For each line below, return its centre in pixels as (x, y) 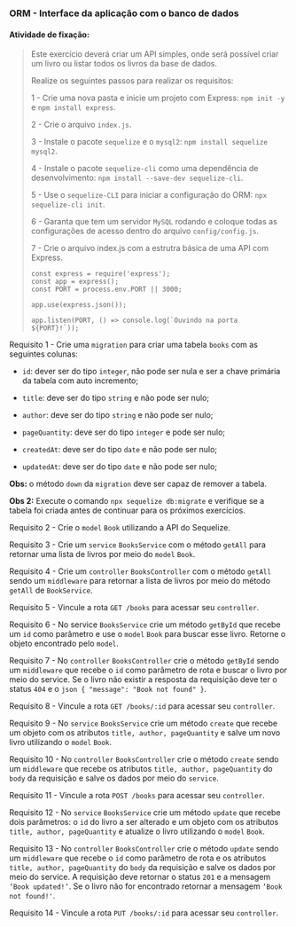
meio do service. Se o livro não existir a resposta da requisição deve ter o (143, 680)
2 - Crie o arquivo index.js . (81, 125)
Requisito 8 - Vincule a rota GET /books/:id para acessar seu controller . (142, 706)
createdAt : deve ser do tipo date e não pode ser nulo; (120, 450)
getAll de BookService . (51, 590)
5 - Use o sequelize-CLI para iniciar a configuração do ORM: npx (149, 195)
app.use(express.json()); (78, 305)
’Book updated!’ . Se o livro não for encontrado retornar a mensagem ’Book (146, 886)
